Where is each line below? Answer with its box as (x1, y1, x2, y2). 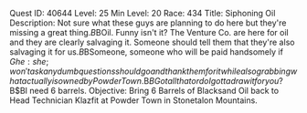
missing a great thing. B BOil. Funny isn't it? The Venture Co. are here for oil (9, 27, 290, 37)
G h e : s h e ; (9, 56, 49, 67)
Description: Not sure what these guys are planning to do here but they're (9, 17, 287, 28)
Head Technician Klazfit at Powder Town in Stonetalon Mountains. (9, 95, 258, 106)
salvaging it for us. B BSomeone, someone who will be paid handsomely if (9, 46, 283, 57)
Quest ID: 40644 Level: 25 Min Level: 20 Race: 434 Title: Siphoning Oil (9, 8, 276, 18)
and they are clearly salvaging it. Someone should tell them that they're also (9, 36, 295, 47)
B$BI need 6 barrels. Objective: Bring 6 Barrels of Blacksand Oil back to (9, 86, 280, 96)
